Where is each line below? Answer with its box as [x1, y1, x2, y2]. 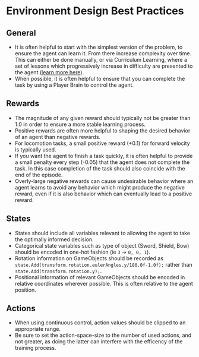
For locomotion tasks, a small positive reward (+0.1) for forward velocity [14, 140, 190, 147]
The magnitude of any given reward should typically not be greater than [14, 114, 191, 121]
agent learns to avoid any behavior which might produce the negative [14, 184, 185, 191]
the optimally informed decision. [14, 236, 94, 243]
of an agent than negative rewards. [14, 133, 101, 140]
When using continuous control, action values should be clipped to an [14, 319, 186, 326]
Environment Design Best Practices [6, 4, 184, 18]
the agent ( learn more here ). [14, 69, 84, 75]
